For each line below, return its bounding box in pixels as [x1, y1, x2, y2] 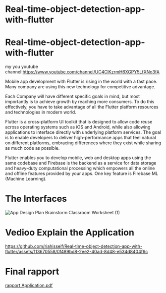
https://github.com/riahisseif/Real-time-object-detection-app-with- [5, 243, 143, 249]
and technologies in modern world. [5, 109, 77, 115]
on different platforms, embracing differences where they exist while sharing [5, 140, 162, 146]
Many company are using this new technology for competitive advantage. [5, 84, 156, 90]
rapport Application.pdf [5, 282, 53, 288]
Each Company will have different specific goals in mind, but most [5, 93, 140, 100]
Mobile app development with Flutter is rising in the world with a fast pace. [5, 78, 158, 85]
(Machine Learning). [5, 176, 47, 182]
